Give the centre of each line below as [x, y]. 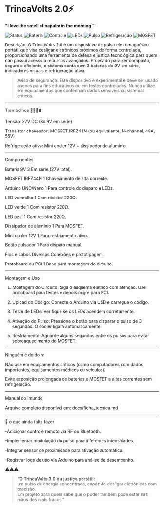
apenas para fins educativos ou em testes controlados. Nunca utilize [86, 85]
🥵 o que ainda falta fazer [30, 422]
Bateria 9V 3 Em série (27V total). [39, 169]
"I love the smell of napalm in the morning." [50, 26]
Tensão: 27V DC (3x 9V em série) [39, 121]
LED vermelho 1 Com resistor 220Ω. [41, 198]
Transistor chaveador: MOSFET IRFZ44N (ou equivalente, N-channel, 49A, [80, 131]
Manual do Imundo [24, 398]
